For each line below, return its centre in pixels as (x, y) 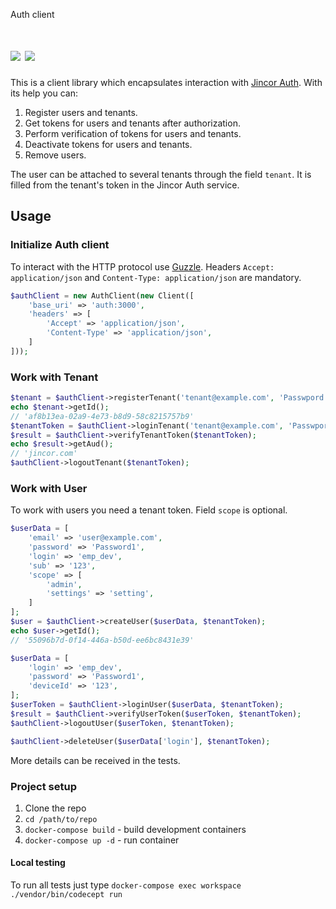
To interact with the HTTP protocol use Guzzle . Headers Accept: (142, 266)
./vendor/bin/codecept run (66, 895)
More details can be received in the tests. (95, 760)
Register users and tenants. (81, 112)
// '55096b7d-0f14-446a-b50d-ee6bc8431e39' (102, 640)
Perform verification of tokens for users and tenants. (133, 133)
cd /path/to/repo (61, 819)
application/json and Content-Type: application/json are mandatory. (156, 277)
